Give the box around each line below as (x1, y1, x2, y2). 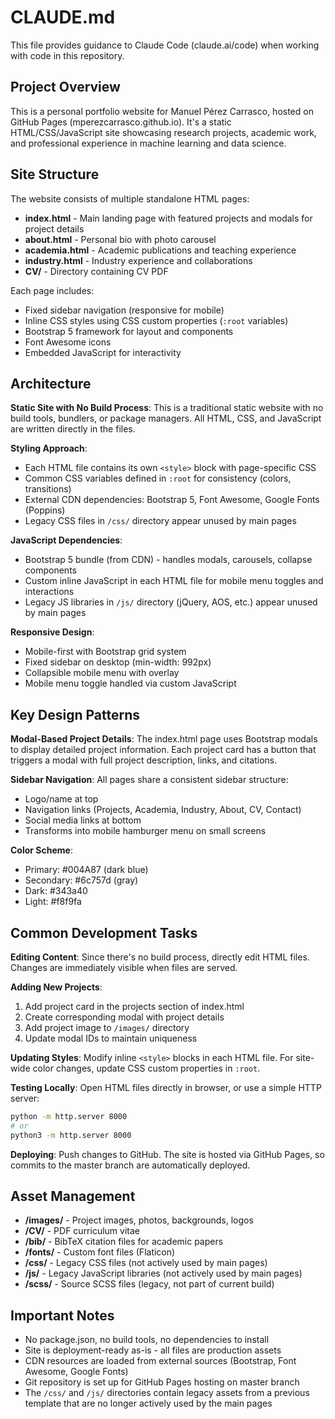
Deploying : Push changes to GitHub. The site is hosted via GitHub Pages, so (10, 1148, 325, 1160)
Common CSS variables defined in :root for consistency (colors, (24, 472, 292, 485)
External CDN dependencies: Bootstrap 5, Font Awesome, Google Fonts (24, 494, 320, 506)
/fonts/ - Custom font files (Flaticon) (24, 1246, 176, 1258)
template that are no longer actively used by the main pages (24, 1397, 273, 1410)
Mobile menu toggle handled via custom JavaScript (24, 677, 237, 690)
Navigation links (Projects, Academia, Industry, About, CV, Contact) (24, 804, 302, 816)
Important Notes (10, 1307, 115, 1324)
